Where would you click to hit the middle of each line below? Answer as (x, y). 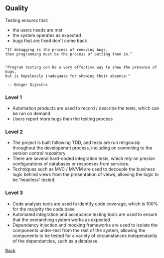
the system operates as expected (47, 35)
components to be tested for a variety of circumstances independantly (85, 235)
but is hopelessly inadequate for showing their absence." (68, 76)
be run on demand (31, 113)
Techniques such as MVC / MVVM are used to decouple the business (84, 169)
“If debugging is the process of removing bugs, (57, 49)
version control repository (39, 153)
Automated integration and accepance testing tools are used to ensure (85, 214)
